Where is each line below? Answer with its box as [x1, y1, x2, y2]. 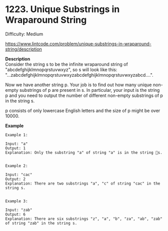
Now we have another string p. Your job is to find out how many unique [5, 82, 152, 88]
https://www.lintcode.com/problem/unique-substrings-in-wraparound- [5, 40, 152, 46]
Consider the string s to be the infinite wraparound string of [5, 61, 128, 67]
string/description [5, 46, 42, 52]
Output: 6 [5, 212, 26, 217]
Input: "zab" [5, 207, 33, 212]
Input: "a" [5, 141, 28, 146]
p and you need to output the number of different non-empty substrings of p [5, 92, 163, 98]
